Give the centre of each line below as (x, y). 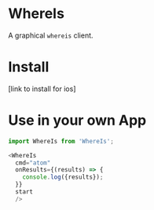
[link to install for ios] (42, 89)
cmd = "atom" (33, 163)
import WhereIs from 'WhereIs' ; (61, 141)
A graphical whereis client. (51, 35)
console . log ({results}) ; (63, 177)
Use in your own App (77, 120)
